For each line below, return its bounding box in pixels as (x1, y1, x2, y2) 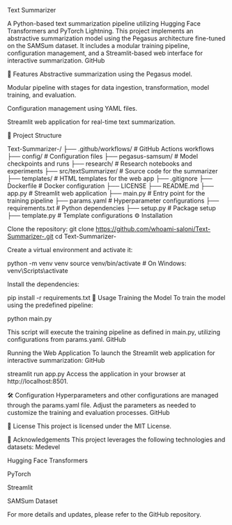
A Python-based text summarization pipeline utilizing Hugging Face (7, 19, 201, 27)
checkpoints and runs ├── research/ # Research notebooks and (7, 159, 192, 168)
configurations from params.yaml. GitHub (7, 336, 127, 343)
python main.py (7, 315, 52, 322)
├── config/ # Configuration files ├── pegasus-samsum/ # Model (7, 152, 199, 160)
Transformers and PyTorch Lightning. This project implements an (7, 27, 194, 35)
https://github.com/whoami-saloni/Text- (95, 225, 211, 233)
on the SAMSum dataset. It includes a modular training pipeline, (7, 42, 190, 49)
